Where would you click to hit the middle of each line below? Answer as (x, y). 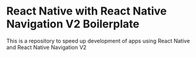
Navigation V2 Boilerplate (73, 24)
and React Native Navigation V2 (47, 47)
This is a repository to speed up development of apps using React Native (98, 41)
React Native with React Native (87, 11)
